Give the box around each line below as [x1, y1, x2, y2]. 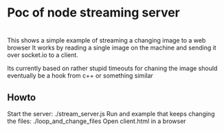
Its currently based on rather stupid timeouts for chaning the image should [7, 64, 218, 73]
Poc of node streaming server [7, 5, 181, 21]
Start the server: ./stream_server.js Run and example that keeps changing [7, 110, 215, 118]
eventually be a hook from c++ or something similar [7, 71, 153, 80]
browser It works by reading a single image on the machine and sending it [7, 43, 216, 52]
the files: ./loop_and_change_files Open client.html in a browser [7, 117, 187, 125]
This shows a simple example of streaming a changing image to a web [7, 36, 206, 45]
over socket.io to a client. [7, 51, 79, 59]
